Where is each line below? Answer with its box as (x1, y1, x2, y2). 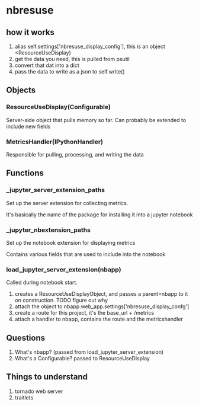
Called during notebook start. (6, 279, 78, 286)
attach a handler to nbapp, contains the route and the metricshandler (14, 315, 184, 323)
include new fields (6, 123, 51, 130)
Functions (6, 168, 44, 178)
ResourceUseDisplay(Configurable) (6, 103, 111, 111)
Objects (6, 85, 36, 95)
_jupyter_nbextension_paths (6, 226, 91, 234)
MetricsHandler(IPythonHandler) (6, 138, 104, 146)
